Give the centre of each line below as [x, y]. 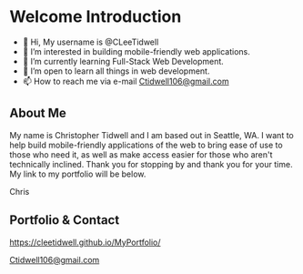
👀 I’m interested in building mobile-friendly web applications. [136, 51]
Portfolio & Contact [65, 220]
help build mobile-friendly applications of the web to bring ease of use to [146, 145]
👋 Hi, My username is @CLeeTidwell [91, 42]
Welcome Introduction [96, 17]
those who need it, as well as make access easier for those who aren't [141, 154]
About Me [38, 113]
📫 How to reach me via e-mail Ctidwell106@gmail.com [126, 81]
